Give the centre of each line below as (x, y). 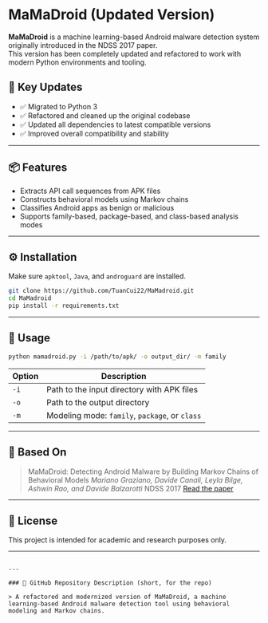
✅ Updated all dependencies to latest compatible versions (115, 124)
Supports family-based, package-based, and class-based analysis (129, 216)
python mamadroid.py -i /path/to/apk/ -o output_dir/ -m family (117, 357)
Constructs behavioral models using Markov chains (104, 199)
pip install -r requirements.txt (64, 306)
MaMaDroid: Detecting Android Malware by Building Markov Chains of (143, 471)
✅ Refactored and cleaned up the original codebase (105, 115)
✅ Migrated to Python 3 (59, 106)
